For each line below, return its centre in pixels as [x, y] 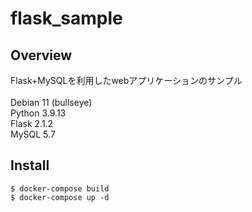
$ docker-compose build [60, 188]
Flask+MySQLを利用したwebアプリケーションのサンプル [126, 80]
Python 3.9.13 [38, 113]
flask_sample [66, 18]
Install [30, 165]
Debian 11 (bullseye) [51, 102]
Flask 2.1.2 [32, 123]
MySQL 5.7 [33, 134]
